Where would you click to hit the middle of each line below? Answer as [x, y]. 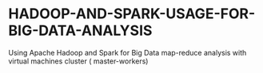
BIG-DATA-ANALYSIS [80, 31]
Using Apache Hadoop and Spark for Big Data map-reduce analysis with [128, 52]
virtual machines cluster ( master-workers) [78, 61]
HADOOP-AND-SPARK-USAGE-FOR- [132, 14]
